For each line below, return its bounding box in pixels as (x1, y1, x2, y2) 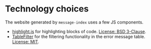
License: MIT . (12, 38, 40, 44)
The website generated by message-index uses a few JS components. (5, 19, 144, 25)
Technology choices (5, 3, 89, 14)
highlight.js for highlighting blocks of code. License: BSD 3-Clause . (12, 28, 147, 34)
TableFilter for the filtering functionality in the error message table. (12, 34, 146, 39)
